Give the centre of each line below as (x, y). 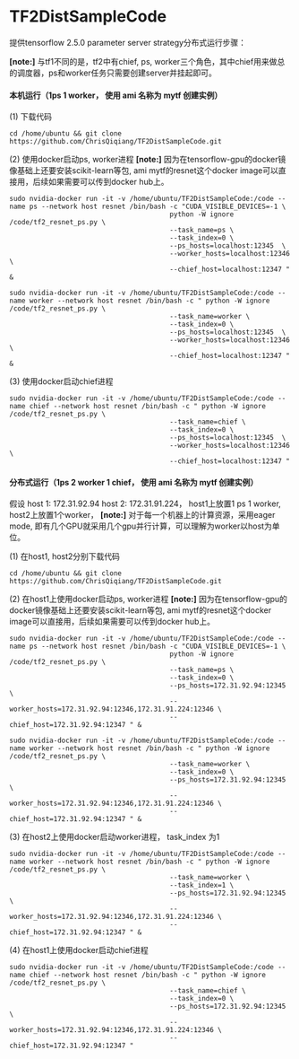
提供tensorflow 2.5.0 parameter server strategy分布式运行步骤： (128, 42)
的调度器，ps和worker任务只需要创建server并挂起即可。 (113, 73)
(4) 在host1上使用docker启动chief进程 (79, 950)
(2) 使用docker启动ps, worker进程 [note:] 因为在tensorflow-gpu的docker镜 (148, 160)
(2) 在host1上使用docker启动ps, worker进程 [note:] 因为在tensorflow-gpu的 (149, 600)
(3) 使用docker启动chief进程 (61, 381)
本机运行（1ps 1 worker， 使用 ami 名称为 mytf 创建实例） (116, 95)
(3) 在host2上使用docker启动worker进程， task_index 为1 (115, 837)
